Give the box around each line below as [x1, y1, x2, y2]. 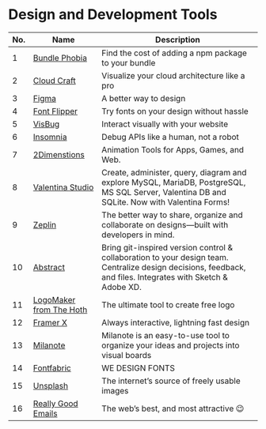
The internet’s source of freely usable [101, 375, 241, 386]
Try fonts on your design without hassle [101, 105, 249, 116]
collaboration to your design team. [101, 251, 229, 262]
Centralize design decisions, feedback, [101, 262, 246, 273]
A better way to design [101, 92, 186, 103]
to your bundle [101, 57, 156, 68]
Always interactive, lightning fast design [101, 317, 250, 328]
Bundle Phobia [32, 52, 87, 63]
